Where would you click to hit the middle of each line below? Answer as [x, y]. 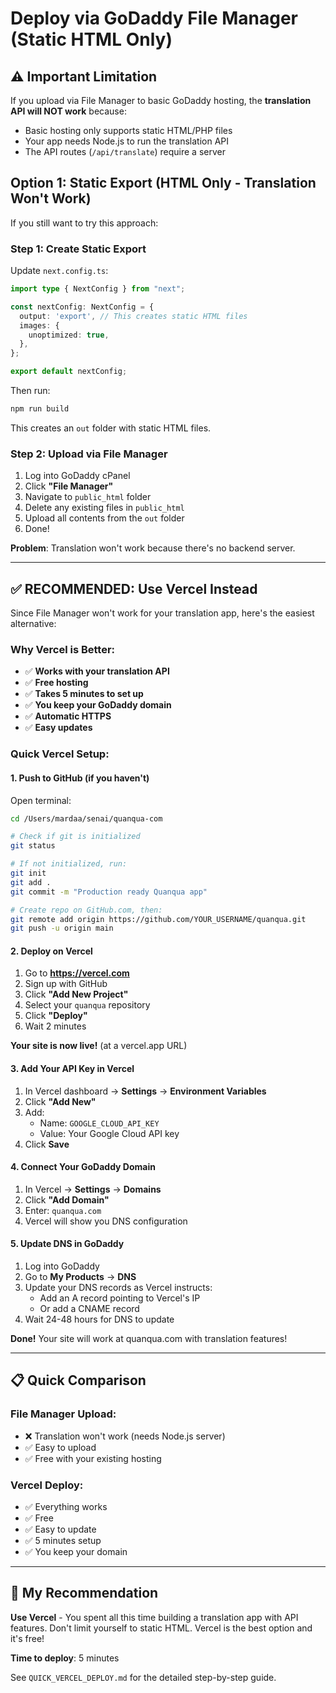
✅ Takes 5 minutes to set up [84, 694]
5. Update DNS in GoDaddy [67, 1244]
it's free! [27, 1638]
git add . [31, 882]
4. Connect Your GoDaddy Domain [83, 1167]
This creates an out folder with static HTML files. [111, 428]
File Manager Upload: [63, 1414]
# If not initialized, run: [69, 864]
